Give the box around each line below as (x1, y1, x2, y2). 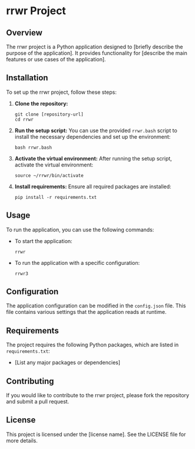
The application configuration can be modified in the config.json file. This (6, 302, 186, 309)
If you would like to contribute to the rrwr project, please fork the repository (6, 392, 190, 399)
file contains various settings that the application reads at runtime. (6, 309, 167, 316)
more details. (6, 437, 38, 444)
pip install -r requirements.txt (14, 194, 97, 200)
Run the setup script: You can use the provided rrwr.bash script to (14, 127, 178, 134)
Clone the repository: (14, 100, 68, 107)
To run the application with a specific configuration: (14, 259, 140, 266)
